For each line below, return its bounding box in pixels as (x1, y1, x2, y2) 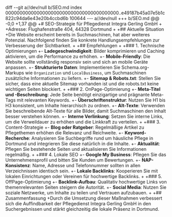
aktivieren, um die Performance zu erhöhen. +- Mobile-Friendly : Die (5, 53, 150, 60)
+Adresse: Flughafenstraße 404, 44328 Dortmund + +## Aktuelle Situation (5, 26, 164, 32)
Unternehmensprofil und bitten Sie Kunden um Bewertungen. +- (5, 157, 141, 163)
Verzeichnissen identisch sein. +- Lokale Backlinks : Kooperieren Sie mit (5, 168, 158, 174)
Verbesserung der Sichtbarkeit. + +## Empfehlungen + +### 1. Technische (5, 43, 165, 48)
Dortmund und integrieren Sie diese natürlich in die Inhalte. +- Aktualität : (5, 141, 161, 147)
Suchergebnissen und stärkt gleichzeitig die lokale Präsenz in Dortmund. (5, 206, 159, 212)
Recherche (5, 135, 29, 141)
